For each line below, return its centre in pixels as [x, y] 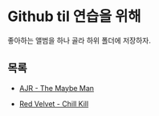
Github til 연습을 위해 [74, 17]
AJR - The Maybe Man [56, 88]
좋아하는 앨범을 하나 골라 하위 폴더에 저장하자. [79, 40]
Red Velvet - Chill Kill [54, 104]
